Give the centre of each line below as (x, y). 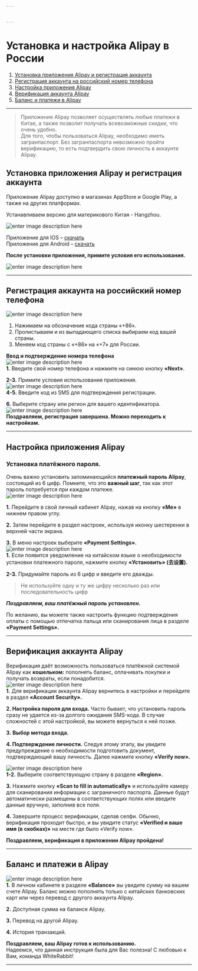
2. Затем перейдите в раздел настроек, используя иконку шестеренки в (98, 525)
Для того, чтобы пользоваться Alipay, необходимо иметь (93, 136)
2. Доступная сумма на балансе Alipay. (56, 909)
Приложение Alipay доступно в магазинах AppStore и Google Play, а (92, 196)
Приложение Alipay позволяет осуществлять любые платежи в (100, 117)
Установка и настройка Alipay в (88, 46)
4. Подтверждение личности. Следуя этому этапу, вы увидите (86, 744)
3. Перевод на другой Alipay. (42, 920)
